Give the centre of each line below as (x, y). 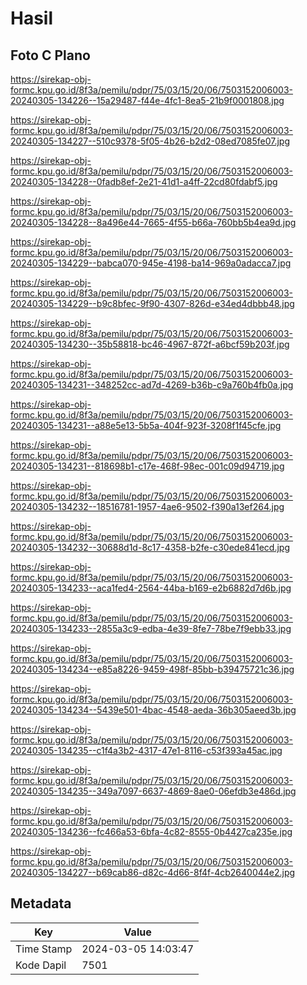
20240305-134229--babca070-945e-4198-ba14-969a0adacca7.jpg (151, 263)
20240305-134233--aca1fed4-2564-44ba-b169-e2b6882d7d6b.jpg (151, 588)
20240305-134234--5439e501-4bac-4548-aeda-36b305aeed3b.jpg (153, 710)
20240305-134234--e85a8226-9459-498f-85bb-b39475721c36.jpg (152, 669)
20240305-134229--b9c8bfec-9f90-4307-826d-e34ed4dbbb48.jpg (152, 303)
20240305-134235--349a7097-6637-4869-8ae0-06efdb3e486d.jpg (153, 791)
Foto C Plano (50, 55)
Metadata (41, 903)
